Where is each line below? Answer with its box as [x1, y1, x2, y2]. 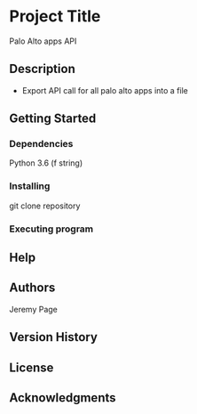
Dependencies [9, 138, 74, 150]
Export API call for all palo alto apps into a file [21, 85, 189, 95]
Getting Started [9, 111, 97, 126]
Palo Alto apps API [9, 36, 77, 46]
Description [9, 61, 75, 77]
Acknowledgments [9, 390, 117, 406]
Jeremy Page [9, 304, 58, 314]
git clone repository [9, 200, 81, 211]
